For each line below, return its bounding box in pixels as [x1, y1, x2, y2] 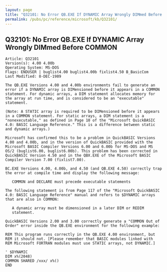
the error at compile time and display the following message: [5, 171, 140, 176]
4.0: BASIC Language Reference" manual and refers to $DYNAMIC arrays [5, 193, 155, 198]
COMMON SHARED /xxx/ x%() [5, 258, 59, 263]
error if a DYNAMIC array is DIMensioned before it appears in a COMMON [5, 87, 160, 92]
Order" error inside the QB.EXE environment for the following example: [5, 223, 160, 228]
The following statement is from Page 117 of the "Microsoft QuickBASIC [5, 188, 160, 193]
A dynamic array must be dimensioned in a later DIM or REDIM [11, 206, 144, 211]
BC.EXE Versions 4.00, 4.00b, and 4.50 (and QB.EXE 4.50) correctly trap [5, 166, 162, 171]
